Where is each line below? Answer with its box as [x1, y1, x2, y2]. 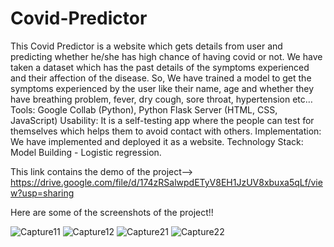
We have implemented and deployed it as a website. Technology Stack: [10, 135, 304, 147]
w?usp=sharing [10, 187, 75, 199]
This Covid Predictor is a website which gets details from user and [10, 40, 283, 52]
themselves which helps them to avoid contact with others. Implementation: [10, 125, 322, 137]
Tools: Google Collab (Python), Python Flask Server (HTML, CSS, [10, 103, 278, 116]
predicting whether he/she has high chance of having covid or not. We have [10, 50, 323, 62]
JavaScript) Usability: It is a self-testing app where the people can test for [10, 114, 315, 126]
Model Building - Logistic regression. [10, 146, 162, 158]
